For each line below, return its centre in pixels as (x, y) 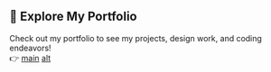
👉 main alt (30, 58)
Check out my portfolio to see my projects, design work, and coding (135, 38)
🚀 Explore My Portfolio (73, 17)
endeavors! (30, 48)
